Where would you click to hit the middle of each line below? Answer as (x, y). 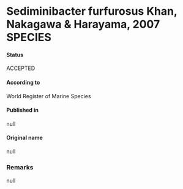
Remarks (20, 167)
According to (23, 82)
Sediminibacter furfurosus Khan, (92, 11)
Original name (24, 138)
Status (15, 55)
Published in (22, 110)
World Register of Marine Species (49, 96)
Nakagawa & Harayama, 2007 (83, 24)
